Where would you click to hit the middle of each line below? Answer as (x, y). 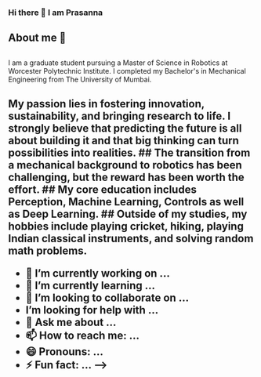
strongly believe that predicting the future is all (125, 129)
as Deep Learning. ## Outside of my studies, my (128, 214)
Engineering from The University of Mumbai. (80, 79)
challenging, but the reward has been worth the (126, 178)
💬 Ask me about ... (71, 323)
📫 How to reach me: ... (82, 336)
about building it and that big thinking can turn (123, 141)
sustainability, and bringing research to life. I (120, 116)
